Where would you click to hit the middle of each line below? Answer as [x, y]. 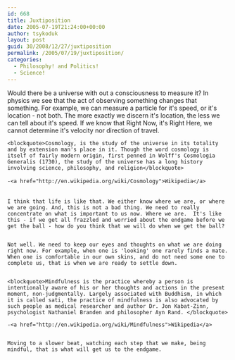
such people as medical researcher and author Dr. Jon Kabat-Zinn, [108, 306]
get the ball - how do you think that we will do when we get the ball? [116, 226]
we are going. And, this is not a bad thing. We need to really [103, 207]
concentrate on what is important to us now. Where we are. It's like [114, 213]
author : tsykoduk [33, 33]
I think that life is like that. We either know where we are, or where [116, 201]
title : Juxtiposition [39, 20]
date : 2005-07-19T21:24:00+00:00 [56, 27]
